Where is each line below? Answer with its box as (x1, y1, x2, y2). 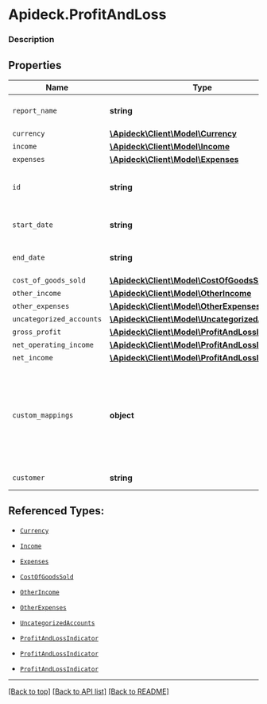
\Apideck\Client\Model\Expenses (110, 153, 239, 164)
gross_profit (12, 327, 62, 337)
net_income (12, 353, 53, 362)
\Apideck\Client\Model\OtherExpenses (110, 300, 261, 311)
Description (8, 34, 55, 45)
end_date (12, 252, 45, 262)
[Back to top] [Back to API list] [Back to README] (8, 687, 169, 696)
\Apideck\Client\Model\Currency (110, 128, 237, 139)
